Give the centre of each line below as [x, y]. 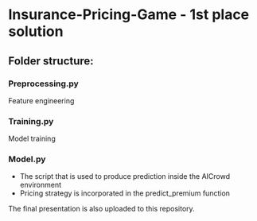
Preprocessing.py [44, 83]
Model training [32, 139]
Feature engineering [41, 100]
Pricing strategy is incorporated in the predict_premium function [125, 193]
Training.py [31, 121]
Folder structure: [51, 61]
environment [41, 185]
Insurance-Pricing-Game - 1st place [129, 15]
